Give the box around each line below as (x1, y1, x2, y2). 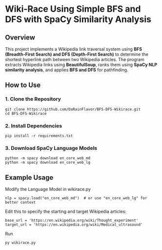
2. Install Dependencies (5, 122, 62, 129)
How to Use (5, 81, 41, 89)
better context (5, 200, 36, 205)
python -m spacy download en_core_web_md (5, 156, 91, 161)
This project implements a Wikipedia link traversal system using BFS (5, 46, 142, 52)
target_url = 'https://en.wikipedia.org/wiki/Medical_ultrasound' (5, 222, 143, 228)
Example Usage (5, 173, 54, 182)
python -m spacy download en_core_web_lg (5, 160, 91, 165)
